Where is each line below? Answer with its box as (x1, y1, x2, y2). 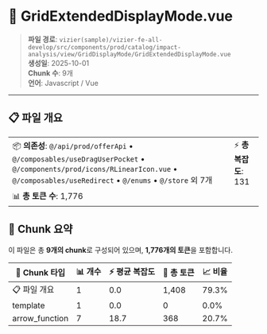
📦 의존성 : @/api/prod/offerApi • (12, 140, 133, 151)
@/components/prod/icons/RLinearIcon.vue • (12, 163, 178, 174)
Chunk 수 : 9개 (27, 68, 74, 78)
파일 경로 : (27, 34, 58, 44)
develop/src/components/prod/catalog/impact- (27, 43, 181, 51)
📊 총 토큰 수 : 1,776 (12, 190, 83, 201)
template (12, 300, 45, 311)
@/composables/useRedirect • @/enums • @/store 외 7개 (12, 174, 213, 185)
